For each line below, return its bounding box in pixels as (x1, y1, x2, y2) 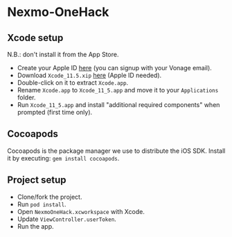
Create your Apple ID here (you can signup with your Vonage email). (17, 64, 213, 72)
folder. (17, 93, 36, 101)
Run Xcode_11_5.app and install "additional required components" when (17, 101, 220, 108)
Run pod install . (17, 199, 67, 209)
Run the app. (17, 222, 54, 230)
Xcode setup (7, 32, 64, 44)
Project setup (7, 174, 67, 186)
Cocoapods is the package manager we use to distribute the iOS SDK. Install (7, 147, 226, 155)
